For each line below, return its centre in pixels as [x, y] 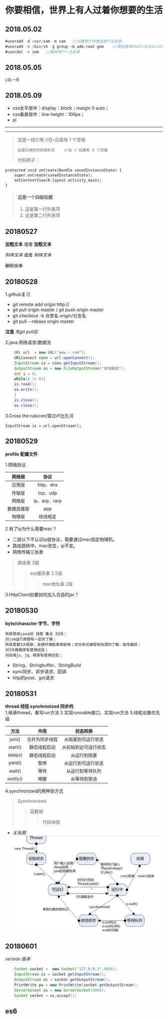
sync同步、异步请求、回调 [39, 671]
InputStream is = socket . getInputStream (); [60, 974]
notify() [15, 779]
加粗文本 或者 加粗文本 [28, 244]
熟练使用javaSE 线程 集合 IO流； [36, 634]
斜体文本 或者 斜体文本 [28, 255]
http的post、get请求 [33, 678]
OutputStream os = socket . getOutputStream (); [62, 980]
